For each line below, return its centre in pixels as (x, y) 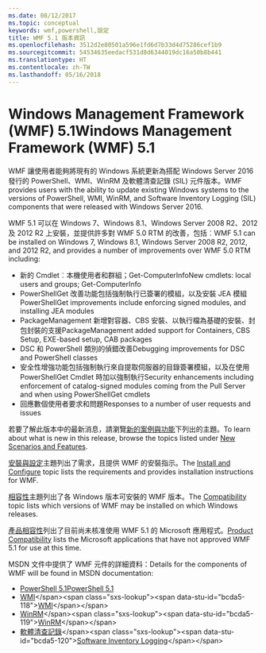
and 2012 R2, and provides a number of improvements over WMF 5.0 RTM (129, 250)
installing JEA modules (57, 311)
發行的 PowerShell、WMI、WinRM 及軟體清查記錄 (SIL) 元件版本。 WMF (125, 180)
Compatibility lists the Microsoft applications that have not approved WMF (129, 539)
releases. (23, 514)
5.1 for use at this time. (45, 547)
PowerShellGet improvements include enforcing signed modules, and (133, 302)
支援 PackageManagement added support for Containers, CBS (148, 330)
